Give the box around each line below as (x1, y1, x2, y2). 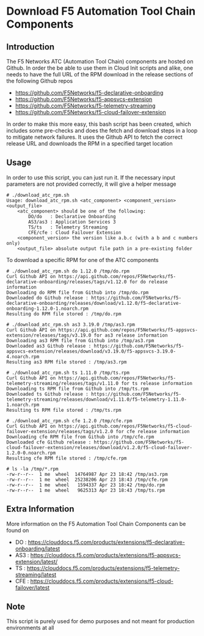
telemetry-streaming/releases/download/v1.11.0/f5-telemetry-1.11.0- (6, 396, 188, 403)
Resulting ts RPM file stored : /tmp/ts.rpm (6, 407, 122, 413)
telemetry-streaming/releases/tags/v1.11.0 (6, 380, 119, 386)
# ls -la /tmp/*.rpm (6, 466, 59, 472)
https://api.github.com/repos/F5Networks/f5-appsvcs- (58, 327, 199, 333)
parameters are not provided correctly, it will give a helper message (6, 180, 177, 188)
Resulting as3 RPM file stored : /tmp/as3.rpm (6, 359, 127, 365)
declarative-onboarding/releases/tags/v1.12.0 (6, 279, 127, 285)
